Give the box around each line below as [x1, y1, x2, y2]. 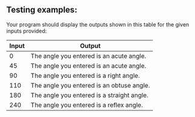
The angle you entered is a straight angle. [30, 90, 148, 99]
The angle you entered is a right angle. [30, 71, 140, 80]
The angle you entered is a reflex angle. [30, 101, 144, 109]
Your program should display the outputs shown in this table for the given [6, 21, 190, 28]
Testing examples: [6, 5, 78, 15]
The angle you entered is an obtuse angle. [30, 81, 150, 89]
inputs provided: [6, 27, 47, 34]
